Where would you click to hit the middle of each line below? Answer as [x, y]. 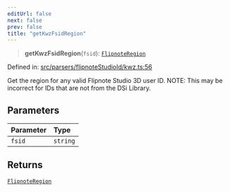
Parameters [33, 110]
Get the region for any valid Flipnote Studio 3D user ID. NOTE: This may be [115, 81]
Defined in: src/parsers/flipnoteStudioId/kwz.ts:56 [80, 67]
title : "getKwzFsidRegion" [47, 33]
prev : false [25, 27]
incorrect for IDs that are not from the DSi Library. [79, 88]
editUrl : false [30, 14]
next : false [25, 20]
